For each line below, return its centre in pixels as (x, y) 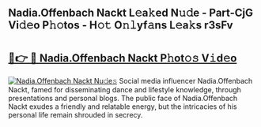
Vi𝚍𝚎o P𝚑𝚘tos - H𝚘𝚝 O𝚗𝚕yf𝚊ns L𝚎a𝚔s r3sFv (121, 26)
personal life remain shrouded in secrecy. (76, 115)
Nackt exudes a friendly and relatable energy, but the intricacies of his (123, 106)
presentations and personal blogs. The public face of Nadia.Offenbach (123, 98)
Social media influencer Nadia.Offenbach (186, 81)
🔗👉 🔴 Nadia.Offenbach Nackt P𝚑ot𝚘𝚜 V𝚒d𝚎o (123, 58)
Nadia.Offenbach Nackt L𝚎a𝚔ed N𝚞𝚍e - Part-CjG (130, 13)
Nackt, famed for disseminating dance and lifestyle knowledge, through (125, 90)
